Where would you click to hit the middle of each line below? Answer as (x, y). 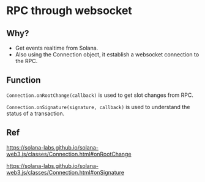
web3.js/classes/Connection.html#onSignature (65, 172)
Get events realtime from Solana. (57, 48)
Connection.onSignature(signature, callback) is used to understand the (98, 107)
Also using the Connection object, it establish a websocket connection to (107, 55)
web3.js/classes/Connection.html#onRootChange (69, 154)
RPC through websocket (69, 11)
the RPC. (26, 61)
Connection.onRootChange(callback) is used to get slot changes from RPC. (100, 95)
